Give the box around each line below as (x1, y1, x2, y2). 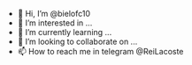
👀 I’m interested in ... (17, 18, 93, 28)
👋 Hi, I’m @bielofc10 (17, 9, 91, 18)
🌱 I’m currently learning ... (17, 27, 112, 37)
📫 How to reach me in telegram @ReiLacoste (17, 47, 184, 56)
